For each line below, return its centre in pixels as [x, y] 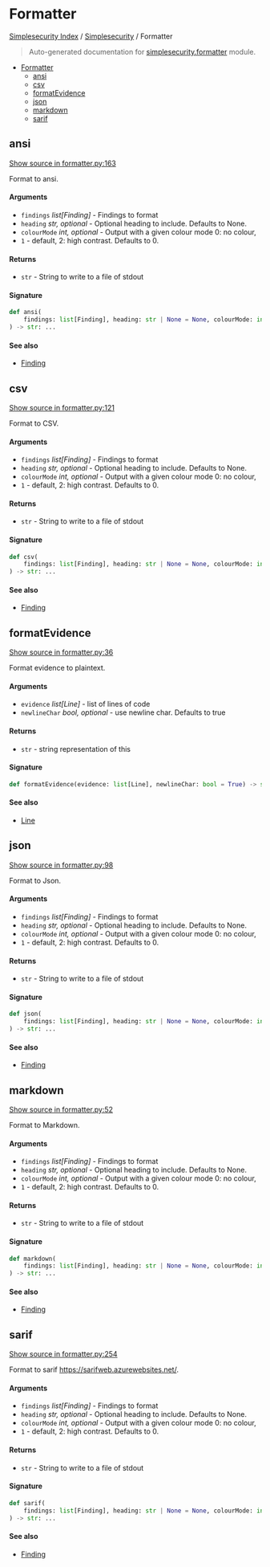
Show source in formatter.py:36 [61, 652]
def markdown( [33, 1259]
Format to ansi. [34, 178]
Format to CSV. [34, 423]
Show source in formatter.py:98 [61, 865]
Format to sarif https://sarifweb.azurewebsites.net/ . [94, 1369]
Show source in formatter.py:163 [63, 163]
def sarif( [27, 1503]
